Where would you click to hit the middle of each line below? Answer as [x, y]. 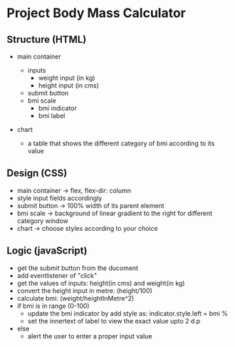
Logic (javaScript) [47, 251]
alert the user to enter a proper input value [90, 336]
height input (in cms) [69, 86]
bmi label [52, 116]
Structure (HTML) [47, 40]
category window [42, 221]
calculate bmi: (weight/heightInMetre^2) [75, 298]
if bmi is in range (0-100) [53, 306]
